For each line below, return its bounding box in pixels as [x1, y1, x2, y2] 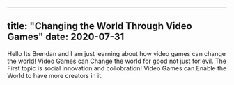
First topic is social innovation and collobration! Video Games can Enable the [7, 64, 227, 73]
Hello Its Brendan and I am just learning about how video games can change [7, 49, 226, 57]
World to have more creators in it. [7, 71, 103, 79]
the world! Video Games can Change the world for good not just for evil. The [7, 57, 227, 65]
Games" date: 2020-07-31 [7, 31, 125, 43]
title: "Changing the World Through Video [7, 20, 193, 32]
